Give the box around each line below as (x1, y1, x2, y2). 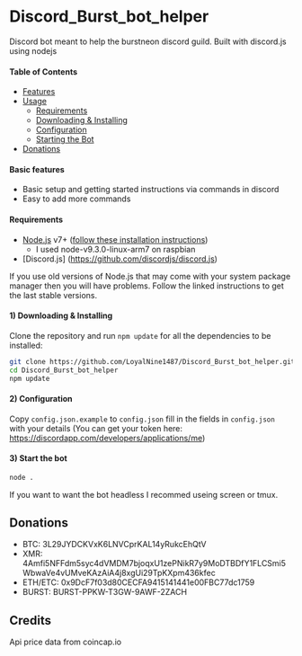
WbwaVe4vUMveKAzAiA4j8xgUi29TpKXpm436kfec (22, 568, 216, 579)
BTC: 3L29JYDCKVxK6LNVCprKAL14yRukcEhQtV (22, 539, 207, 550)
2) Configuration (9, 393, 73, 403)
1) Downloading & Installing (9, 310, 113, 321)
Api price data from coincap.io (9, 636, 122, 648)
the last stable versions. (9, 289, 97, 300)
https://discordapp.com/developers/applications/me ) (9, 432, 206, 443)
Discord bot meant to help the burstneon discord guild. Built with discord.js (9, 36, 287, 47)
